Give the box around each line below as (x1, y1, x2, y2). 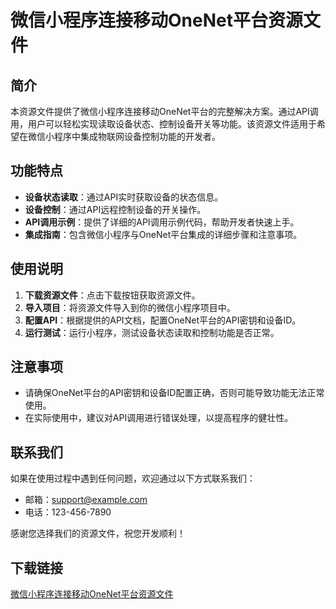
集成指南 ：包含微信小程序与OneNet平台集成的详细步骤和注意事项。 (24, 228, 303, 240)
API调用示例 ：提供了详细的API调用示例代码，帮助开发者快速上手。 (24, 216, 300, 228)
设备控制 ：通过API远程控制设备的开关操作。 (24, 203, 207, 215)
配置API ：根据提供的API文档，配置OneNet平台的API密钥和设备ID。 (24, 314, 302, 326)
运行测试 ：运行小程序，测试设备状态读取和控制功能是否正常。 (24, 326, 280, 338)
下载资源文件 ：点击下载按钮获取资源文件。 (24, 289, 201, 301)
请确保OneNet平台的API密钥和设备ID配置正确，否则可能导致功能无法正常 (24, 387, 325, 399)
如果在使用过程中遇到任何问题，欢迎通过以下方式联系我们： (10, 472, 256, 485)
